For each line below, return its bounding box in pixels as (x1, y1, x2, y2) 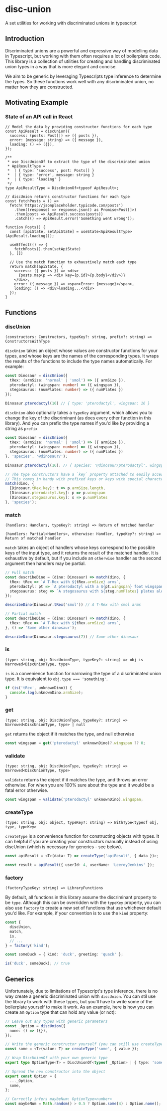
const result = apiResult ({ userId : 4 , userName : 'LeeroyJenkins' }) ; (5, 862, 155, 867)
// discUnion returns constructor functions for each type (5, 194, 130, 199)
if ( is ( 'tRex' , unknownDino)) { (5, 685, 72, 690)
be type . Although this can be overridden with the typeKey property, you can (5, 900, 161, 906)
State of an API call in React (5, 113, 73, 120)
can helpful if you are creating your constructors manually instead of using (5, 839, 158, 845)
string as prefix (5, 425, 38, 432)
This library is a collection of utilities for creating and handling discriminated (5, 58, 161, 64)
